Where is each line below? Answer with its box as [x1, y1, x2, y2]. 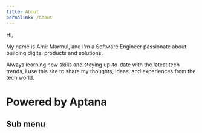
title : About [6, 8, 39, 15]
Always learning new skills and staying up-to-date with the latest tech [6, 61, 180, 68]
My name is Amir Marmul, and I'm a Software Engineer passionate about [6, 43, 187, 50]
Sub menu [6, 119, 45, 129]
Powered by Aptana [6, 95, 107, 109]
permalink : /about [6, 15, 53, 21]
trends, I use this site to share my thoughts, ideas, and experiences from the [6, 67, 196, 74]
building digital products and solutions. [6, 49, 103, 56]
